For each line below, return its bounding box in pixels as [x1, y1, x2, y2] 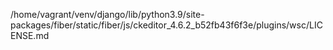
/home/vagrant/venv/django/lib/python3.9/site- [10, 9, 205, 20]
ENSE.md [10, 30, 50, 41]
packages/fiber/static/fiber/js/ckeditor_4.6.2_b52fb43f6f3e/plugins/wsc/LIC [10, 19, 323, 31]
